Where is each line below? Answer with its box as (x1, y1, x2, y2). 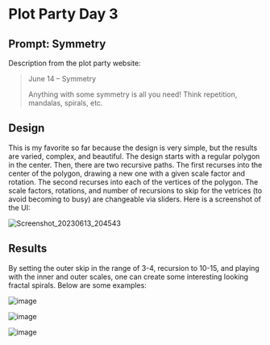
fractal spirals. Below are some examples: (8, 280, 147, 290)
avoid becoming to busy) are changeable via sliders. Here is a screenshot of (8, 194, 262, 204)
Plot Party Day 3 (8, 5, 118, 23)
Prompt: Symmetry (8, 37, 106, 51)
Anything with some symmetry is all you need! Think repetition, (27, 89, 238, 99)
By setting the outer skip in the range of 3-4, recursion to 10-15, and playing (8, 263, 260, 272)
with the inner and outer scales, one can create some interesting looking (8, 272, 248, 281)
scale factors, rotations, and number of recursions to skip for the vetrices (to (8, 185, 263, 195)
